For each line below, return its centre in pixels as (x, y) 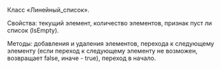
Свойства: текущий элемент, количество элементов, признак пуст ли (109, 23)
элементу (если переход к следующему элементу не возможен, (102, 51)
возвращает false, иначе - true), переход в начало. (82, 58)
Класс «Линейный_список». (48, 10)
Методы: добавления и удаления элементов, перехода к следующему (111, 43)
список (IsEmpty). (33, 30)
